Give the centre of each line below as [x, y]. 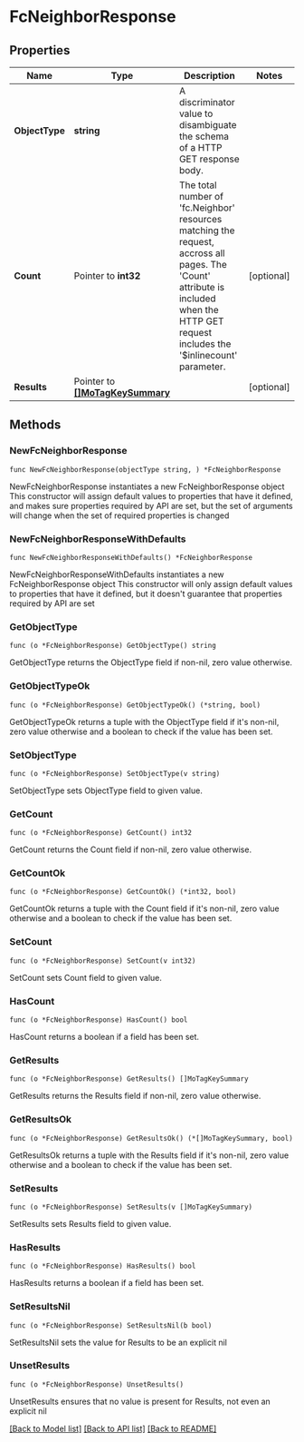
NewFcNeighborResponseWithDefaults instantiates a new [117, 574]
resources [201, 219]
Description [209, 76]
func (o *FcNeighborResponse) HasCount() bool [99, 1020]
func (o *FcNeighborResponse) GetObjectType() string [113, 646]
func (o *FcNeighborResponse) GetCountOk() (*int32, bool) [123, 892]
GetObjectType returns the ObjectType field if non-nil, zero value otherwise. [151, 662]
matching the [207, 231]
